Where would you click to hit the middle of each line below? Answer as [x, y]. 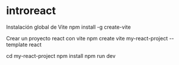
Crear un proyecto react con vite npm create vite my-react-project [87, 38]
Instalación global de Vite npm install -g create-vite [69, 27]
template [17, 45]
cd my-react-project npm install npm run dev [61, 56]
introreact [31, 11]
